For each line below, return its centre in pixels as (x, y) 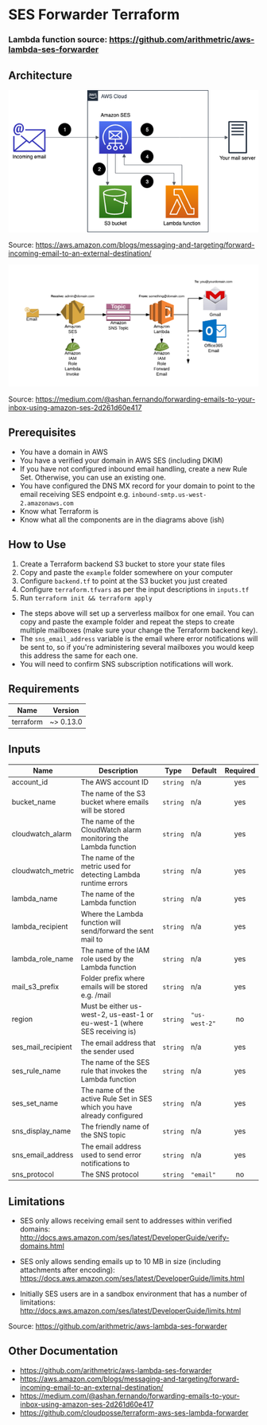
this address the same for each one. (79, 656)
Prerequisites (42, 433)
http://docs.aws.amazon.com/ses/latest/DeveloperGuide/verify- (124, 1238)
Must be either (104, 1006)
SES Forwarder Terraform (94, 15)
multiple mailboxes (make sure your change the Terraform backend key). (139, 630)
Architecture (41, 75)
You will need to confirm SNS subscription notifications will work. (126, 664)
